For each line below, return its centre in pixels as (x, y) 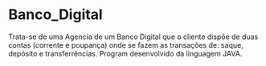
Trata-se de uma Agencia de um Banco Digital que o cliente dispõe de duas (133, 37)
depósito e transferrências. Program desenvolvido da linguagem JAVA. (125, 53)
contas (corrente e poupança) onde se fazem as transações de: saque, (126, 45)
